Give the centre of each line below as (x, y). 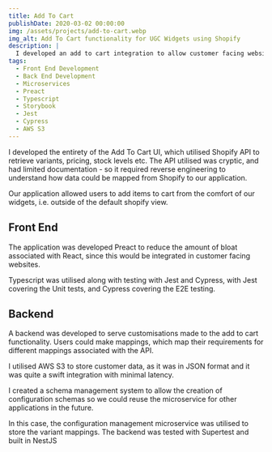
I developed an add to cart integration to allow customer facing (130, 53)
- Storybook (36, 106)
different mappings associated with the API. (81, 351)
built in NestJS (33, 441)
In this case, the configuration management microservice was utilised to (129, 424)
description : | (34, 46)
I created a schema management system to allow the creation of (115, 390)
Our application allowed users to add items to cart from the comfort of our (132, 193)
